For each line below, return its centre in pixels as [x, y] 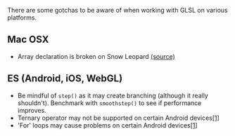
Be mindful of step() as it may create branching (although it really [113, 95]
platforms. [22, 18]
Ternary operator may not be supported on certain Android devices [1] [118, 118]
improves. [32, 110]
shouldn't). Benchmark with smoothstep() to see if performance [109, 103]
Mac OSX [28, 40]
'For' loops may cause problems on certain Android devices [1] [108, 125]
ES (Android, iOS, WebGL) [65, 79]
